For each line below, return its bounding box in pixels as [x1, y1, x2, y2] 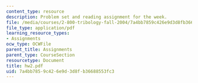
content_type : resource [6, 8, 65, 15]
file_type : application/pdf [6, 25, 75, 31]
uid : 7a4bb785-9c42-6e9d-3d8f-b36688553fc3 [6, 68, 115, 74]
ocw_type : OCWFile [6, 41, 51, 47]
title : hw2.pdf [6, 63, 44, 69]
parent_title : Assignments [6, 47, 72, 53]
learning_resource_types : [6, 30, 70, 36]
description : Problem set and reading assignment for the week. [6, 14, 167, 20]
